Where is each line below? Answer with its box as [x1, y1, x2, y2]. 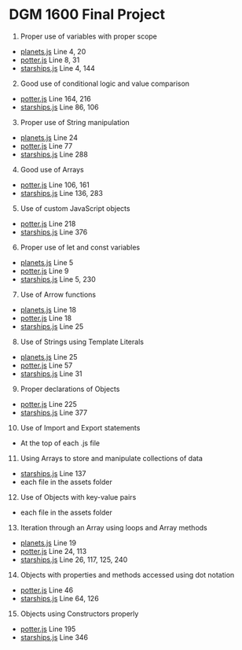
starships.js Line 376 [20, 227, 88, 237]
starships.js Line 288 [20, 150, 89, 159]
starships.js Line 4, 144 [20, 63, 95, 72]
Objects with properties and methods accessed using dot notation [20, 570, 235, 579]
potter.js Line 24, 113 [20, 546, 87, 556]
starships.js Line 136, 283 [20, 188, 103, 198]
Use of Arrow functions [20, 290, 97, 299]
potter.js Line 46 [20, 585, 74, 595]
